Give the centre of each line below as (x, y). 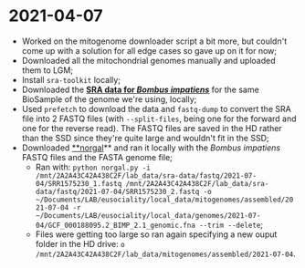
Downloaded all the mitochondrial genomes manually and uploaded (148, 60)
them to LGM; (47, 70)
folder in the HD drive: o (80, 243)
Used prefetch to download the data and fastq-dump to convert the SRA (156, 108)
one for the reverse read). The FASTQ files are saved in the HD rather (152, 128)
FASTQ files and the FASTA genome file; (97, 157)
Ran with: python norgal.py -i (93, 167)
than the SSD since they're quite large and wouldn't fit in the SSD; (145, 138)
